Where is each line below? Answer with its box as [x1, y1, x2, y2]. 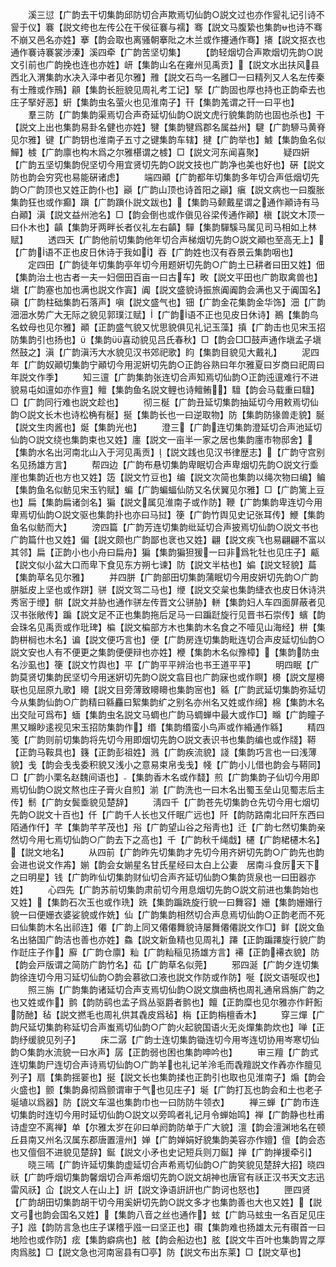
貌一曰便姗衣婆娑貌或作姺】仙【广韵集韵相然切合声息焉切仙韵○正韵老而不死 [10, 909, 325, 920]
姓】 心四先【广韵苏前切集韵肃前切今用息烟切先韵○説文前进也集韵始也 [10, 884, 319, 895]
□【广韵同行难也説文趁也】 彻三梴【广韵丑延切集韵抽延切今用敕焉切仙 [10, 396, 319, 408]
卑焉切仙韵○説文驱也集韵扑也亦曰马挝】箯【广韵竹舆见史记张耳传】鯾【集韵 [10, 509, 325, 520]
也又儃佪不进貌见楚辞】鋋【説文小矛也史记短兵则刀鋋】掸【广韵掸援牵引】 [10, 1146, 317, 1158]
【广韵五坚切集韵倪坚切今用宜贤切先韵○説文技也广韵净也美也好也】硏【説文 [10, 159, 325, 170]
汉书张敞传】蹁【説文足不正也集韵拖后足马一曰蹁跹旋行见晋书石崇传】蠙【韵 [10, 609, 326, 620]
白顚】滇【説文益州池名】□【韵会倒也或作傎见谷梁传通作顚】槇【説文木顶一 [10, 209, 325, 220]
